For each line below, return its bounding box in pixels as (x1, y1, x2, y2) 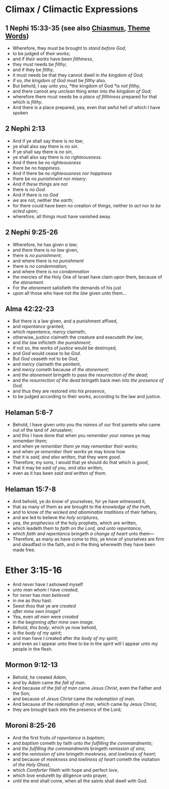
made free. (12, 547, 36, 553)
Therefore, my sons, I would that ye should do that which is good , (12, 459, 149, 465)
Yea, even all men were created (12, 614, 79, 620)
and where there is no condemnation (12, 268, 90, 274)
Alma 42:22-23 (5, 305, 54, 313)
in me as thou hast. (12, 597, 52, 603)
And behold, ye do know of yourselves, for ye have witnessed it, (12, 498, 146, 505)
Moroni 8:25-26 (5, 721, 57, 730)
